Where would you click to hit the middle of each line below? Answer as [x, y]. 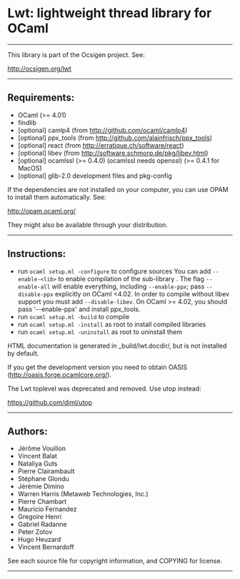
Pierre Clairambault [46, 471]
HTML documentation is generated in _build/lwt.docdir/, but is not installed [117, 346]
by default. [23, 353]
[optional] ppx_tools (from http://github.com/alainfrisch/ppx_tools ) [115, 138]
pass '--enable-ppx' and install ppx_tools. [79, 309]
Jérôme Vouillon [42, 448]
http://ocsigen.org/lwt [39, 69]
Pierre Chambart [42, 502]
